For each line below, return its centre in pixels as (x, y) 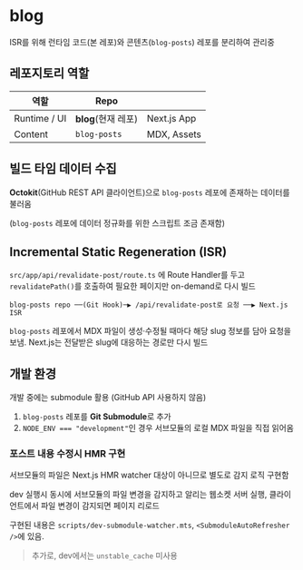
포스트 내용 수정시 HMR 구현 (68, 454)
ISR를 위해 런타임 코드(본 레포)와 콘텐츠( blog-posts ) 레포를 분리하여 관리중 (142, 42)
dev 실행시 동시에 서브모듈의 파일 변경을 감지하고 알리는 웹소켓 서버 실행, (138, 495)
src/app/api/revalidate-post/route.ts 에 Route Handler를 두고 (127, 275)
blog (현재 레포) (107, 119)
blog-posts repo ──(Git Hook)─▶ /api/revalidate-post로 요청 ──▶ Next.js (149, 305)
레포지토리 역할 (49, 74)
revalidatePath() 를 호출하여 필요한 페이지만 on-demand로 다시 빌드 (132, 286)
